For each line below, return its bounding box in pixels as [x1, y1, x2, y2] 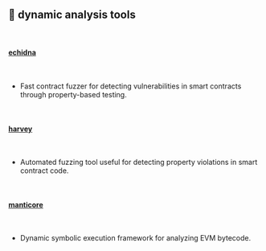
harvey [8, 124, 33, 134]
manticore [8, 200, 44, 209]
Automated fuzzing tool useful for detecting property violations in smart [19, 158, 258, 167]
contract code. [19, 166, 69, 175]
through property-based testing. [19, 90, 127, 100]
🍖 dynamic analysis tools [8, 8, 137, 22]
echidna [8, 47, 36, 57]
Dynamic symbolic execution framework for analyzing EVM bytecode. [19, 233, 252, 243]
